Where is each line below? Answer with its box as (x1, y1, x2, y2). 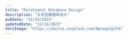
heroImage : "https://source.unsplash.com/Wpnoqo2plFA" (5, 26, 123, 31)
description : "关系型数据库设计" (5, 12, 70, 17)
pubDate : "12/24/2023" (5, 17, 53, 22)
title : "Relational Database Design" (5, 7, 85, 13)
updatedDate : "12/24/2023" (5, 21, 62, 27)
